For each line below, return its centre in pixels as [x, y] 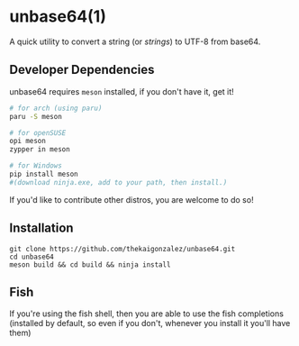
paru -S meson [36, 116]
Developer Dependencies [82, 70]
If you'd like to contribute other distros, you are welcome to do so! [131, 199]
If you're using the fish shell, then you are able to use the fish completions [146, 314]
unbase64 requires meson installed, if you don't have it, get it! [122, 91]
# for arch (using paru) [56, 108]
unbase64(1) [58, 17]
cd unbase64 [32, 257]
